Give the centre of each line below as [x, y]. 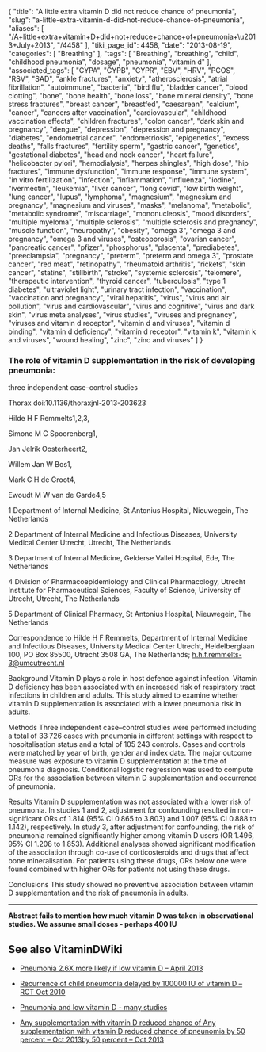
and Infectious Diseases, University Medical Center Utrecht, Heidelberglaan [131, 646]
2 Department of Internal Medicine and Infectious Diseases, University [123, 534]
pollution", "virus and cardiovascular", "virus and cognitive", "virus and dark [131, 306]
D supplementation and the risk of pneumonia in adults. [99, 893]
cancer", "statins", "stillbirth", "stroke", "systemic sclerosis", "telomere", [125, 272]
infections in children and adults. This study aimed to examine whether [123, 695]
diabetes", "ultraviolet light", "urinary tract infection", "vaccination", [118, 289]
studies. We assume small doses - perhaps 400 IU [93, 924]
